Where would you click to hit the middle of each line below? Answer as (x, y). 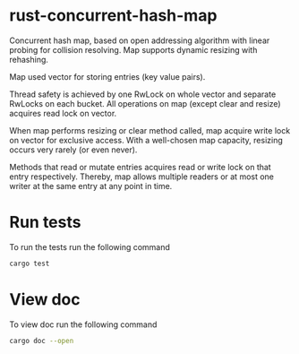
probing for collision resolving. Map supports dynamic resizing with (133, 49)
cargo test (30, 263)
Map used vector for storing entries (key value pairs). (107, 76)
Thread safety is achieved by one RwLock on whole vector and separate (143, 94)
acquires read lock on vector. (63, 113)
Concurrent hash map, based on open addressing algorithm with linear (140, 40)
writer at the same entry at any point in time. (91, 186)
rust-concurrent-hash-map (113, 16)
